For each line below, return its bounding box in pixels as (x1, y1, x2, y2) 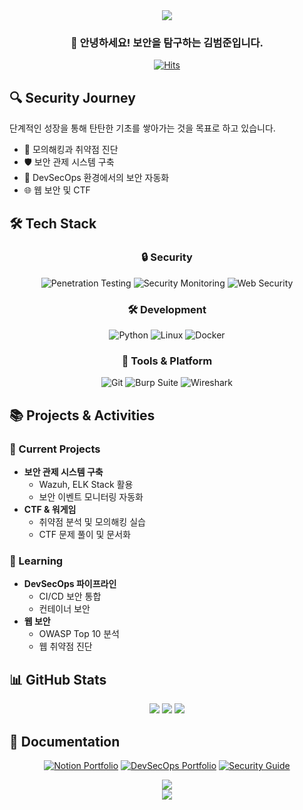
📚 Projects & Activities (9, 407, 156, 424)
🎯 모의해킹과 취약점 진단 (23, 144, 119, 156)
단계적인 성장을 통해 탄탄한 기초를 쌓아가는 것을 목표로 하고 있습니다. (9, 122, 276, 134)
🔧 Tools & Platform (121, 354, 213, 368)
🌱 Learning (9, 554, 64, 568)
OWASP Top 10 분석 (38, 628, 120, 640)
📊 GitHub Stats (9, 671, 107, 688)
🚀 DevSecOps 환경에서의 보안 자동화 (23, 172, 170, 184)
